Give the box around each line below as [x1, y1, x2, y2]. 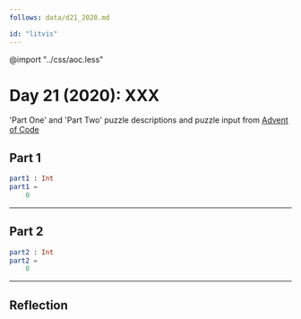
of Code [9, 125, 39, 135]
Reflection [9, 297, 69, 313]
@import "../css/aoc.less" [9, 54, 104, 65]
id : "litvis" [9, 29, 58, 39]
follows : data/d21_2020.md [9, 13, 110, 22]
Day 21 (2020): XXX [9, 85, 159, 106]
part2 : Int [9, 247, 54, 256]
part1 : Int [9, 174, 54, 184]
